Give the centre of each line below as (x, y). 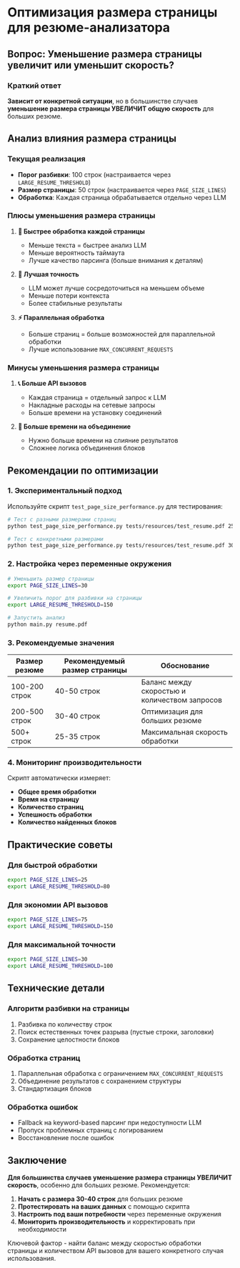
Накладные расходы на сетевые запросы (92, 405)
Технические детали (56, 988)
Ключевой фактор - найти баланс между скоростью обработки (104, 1243)
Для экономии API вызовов (58, 904)
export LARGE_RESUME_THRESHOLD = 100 (60, 966)
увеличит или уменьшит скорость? (91, 65)
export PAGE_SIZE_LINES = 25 (47, 880)
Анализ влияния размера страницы (92, 139)
